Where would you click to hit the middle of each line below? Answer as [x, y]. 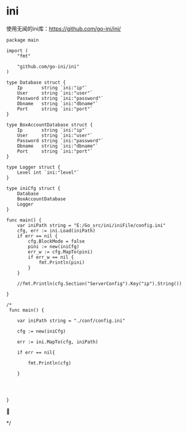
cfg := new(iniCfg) [42, 331]
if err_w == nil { [51, 257]
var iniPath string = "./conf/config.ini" [71, 321]
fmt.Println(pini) [62, 262]
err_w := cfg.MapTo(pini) [61, 252]
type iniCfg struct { [33, 188]
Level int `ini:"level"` [48, 172]
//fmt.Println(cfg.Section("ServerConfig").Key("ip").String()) [100, 283]
